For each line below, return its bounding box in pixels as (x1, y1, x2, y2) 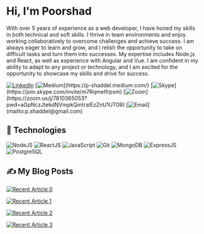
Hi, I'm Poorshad (6, 4, 92, 18)
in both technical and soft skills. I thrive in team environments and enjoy (6, 30, 186, 38)
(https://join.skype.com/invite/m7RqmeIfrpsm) (6, 88, 122, 95)
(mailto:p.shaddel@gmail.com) (6, 107, 83, 115)
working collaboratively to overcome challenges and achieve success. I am (6, 37, 195, 44)
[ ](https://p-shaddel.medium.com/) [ (35, 81, 153, 89)
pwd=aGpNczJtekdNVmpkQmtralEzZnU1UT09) (6, 101, 125, 108)
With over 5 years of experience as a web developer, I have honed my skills (6, 24, 196, 32)
